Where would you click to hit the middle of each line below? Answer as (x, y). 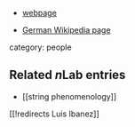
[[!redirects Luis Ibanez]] (54, 114)
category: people (41, 47)
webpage (40, 13)
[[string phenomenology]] (69, 96)
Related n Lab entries (67, 75)
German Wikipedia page (66, 30)
